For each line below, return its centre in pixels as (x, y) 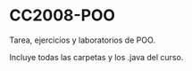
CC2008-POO (63, 16)
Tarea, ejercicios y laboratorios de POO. (83, 40)
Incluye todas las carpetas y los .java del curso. (96, 57)
